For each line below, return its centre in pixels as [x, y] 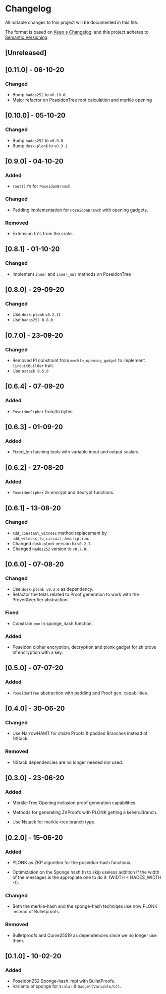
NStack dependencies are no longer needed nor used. [68, 762]
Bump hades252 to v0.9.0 [38, 140]
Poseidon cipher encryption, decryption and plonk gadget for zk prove [84, 647]
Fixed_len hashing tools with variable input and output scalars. [76, 452]
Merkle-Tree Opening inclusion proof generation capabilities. [75, 803]
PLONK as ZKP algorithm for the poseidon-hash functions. [72, 863]
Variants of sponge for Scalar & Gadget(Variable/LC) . [67, 986]
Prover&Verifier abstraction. [41, 600]
